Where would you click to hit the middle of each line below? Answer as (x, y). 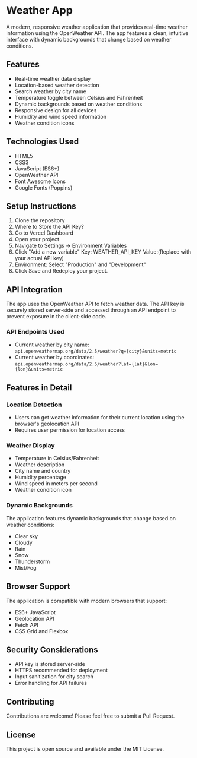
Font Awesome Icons (40, 181)
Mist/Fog (25, 567)
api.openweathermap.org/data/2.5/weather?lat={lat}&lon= (86, 364)
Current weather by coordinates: (54, 358)
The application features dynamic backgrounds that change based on (91, 518)
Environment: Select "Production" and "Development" (80, 264)
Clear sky (26, 536)
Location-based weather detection (57, 85)
